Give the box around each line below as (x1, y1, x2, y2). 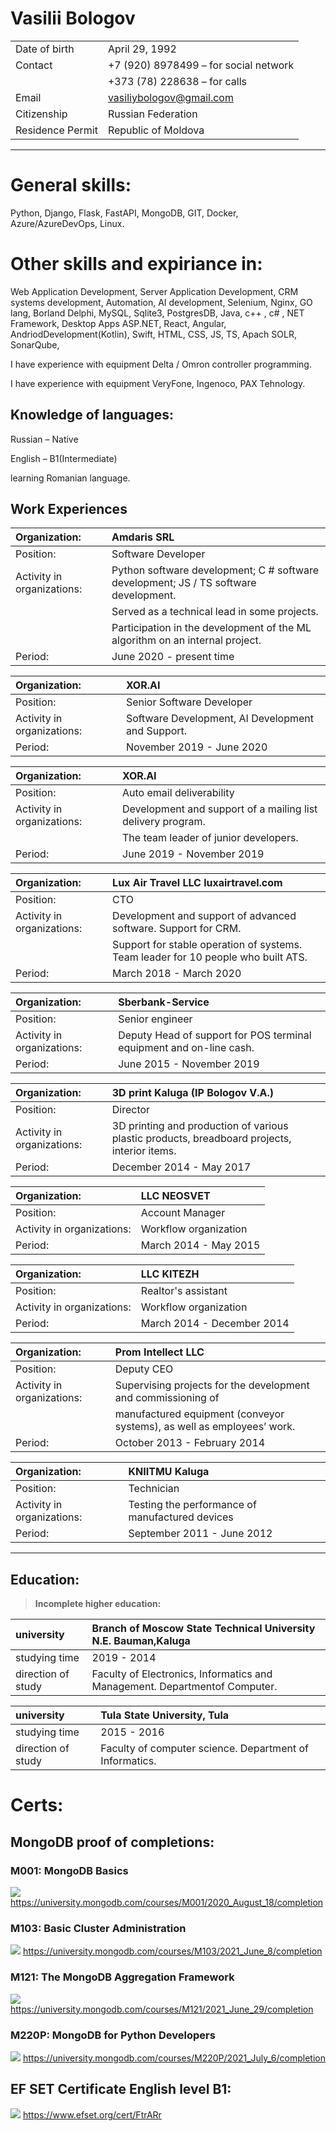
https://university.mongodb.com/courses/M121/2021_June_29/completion (10, 2003, 314, 2015)
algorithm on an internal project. (111, 633, 262, 647)
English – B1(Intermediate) (10, 452, 118, 464)
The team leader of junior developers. (122, 831, 299, 845)
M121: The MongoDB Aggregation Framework (10, 1970, 235, 1984)
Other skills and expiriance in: (10, 253, 263, 276)
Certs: (10, 1794, 64, 1817)
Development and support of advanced (112, 909, 297, 923)
